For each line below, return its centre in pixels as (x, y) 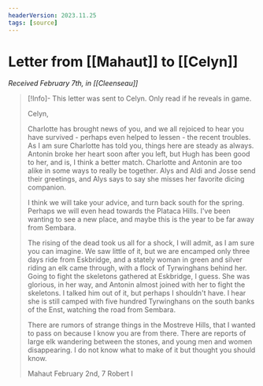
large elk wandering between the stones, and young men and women (140, 342)
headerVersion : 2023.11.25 (52, 15)
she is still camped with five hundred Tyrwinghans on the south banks (141, 301)
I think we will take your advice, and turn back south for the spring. (136, 203)
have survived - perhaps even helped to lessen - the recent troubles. (139, 138)
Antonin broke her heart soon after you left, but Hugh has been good (139, 154)
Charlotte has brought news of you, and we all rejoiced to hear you (135, 129)
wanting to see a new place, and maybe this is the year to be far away (141, 219)
